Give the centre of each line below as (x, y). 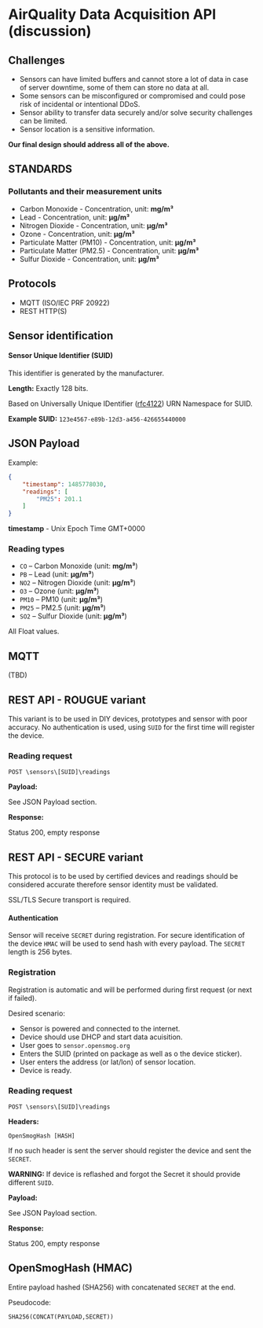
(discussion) (50, 31)
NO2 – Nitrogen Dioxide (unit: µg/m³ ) (77, 583)
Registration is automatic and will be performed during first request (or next (130, 990)
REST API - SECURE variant (76, 857)
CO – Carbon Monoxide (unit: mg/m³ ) (79, 566)
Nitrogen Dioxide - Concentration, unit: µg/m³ (93, 225)
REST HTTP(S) (43, 311)
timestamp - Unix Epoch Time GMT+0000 (77, 529)
